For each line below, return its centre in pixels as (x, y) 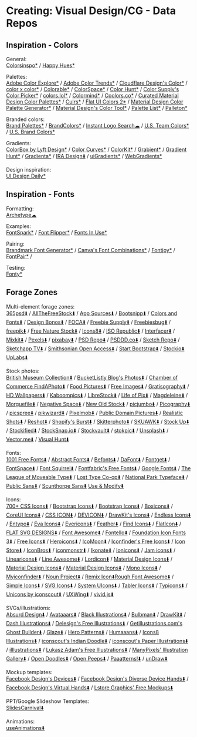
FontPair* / (19, 256)
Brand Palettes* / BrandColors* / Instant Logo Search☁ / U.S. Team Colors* (98, 125)
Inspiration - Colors (42, 45)
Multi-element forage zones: (40, 306)
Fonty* (14, 274)
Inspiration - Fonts (40, 194)
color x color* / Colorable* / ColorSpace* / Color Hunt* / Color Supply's (93, 89)
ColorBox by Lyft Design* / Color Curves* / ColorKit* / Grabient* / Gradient (96, 149)
